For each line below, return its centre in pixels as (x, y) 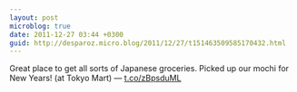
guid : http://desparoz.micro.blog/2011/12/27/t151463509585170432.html (148, 43)
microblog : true (40, 26)
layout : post (34, 18)
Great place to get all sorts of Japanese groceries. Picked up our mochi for (149, 69)
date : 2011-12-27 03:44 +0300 (67, 34)
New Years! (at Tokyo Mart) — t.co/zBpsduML (95, 78)
